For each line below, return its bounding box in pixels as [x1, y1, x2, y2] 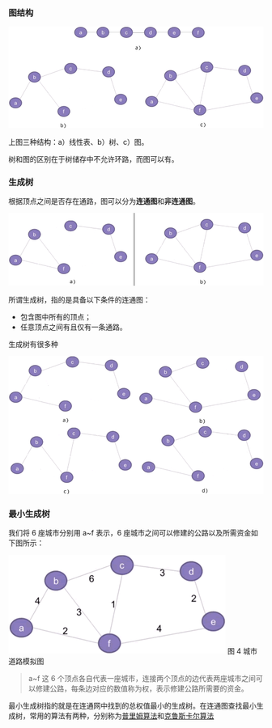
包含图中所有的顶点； [19, 312, 91, 322]
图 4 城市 [227, 646, 257, 656]
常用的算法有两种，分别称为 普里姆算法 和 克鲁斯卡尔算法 [29, 711, 215, 721]
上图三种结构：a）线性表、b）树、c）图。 [8, 137, 149, 146]
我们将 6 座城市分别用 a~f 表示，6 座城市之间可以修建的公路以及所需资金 [8, 528, 252, 538]
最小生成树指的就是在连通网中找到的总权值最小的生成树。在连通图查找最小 [8, 701, 257, 711]
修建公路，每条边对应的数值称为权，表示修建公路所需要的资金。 [35, 684, 249, 693]
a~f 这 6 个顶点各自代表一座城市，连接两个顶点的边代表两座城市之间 [28, 674, 257, 684]
